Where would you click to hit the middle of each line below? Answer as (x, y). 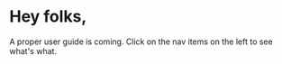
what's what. (33, 50)
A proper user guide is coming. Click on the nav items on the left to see (141, 41)
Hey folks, (48, 17)
